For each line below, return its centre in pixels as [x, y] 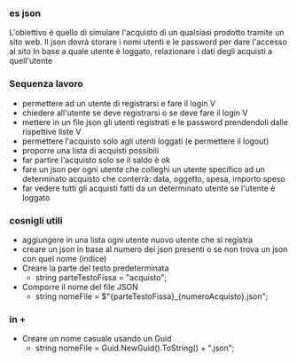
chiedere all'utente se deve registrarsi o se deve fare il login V [135, 113]
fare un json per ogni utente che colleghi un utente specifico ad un [144, 169]
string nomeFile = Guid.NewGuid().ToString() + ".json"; [135, 348]
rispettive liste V [51, 131]
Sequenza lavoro [47, 84]
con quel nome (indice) [64, 258]
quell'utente [31, 61]
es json [25, 13]
